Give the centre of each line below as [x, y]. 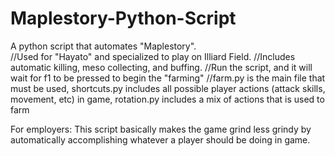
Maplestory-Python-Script [123, 18]
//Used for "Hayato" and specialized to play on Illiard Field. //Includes [153, 56]
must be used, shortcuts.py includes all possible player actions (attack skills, [168, 88]
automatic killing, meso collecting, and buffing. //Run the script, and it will [161, 67]
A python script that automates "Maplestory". [103, 46]
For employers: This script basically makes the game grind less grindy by [161, 129]
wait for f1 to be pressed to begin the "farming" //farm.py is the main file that [168, 78]
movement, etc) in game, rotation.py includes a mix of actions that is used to [167, 99]
